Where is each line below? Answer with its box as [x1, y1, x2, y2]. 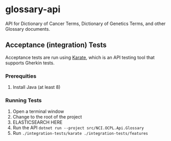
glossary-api [5, 4, 61, 15]
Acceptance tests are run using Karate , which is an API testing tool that [5, 54, 155, 60]
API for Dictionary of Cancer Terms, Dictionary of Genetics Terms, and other [5, 20, 166, 27]
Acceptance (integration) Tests [5, 41, 107, 50]
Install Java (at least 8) [12, 84, 61, 90]
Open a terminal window [12, 108, 64, 114]
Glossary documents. [5, 26, 50, 32]
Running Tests [5, 97, 42, 104]
